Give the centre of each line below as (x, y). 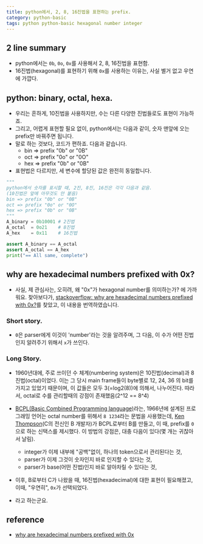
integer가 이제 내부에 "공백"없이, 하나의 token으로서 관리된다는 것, (103, 452)
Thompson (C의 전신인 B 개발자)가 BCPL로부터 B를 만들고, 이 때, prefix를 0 (105, 424)
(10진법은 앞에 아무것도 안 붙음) (42, 193)
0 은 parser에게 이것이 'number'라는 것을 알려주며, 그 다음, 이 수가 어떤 (99, 335)
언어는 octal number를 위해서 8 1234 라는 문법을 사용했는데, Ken (108, 416)
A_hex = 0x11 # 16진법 (42, 233)
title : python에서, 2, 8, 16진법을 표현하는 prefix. (69, 12)
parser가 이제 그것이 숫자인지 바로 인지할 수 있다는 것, (88, 459)
